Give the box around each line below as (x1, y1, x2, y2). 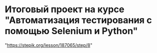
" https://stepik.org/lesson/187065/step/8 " (5, 42, 93, 48)
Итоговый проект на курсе (5, 4, 124, 15)
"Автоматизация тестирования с (5, 14, 152, 26)
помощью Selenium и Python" (5, 25, 138, 37)
